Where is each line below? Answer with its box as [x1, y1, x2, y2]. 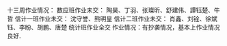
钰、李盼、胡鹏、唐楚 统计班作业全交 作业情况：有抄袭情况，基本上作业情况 [7, 23, 220, 31]
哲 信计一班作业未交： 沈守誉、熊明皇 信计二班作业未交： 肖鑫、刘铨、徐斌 [7, 14, 217, 23]
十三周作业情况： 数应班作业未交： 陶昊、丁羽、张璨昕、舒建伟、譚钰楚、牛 [7, 6, 220, 14]
